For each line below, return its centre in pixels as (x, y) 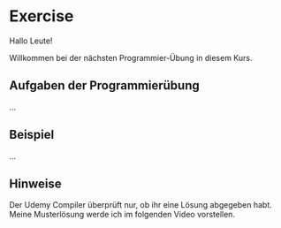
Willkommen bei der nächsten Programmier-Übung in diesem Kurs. (131, 57)
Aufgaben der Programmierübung (105, 86)
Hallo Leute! (31, 41)
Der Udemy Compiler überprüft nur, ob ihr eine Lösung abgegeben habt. (140, 205)
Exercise (42, 16)
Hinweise (35, 183)
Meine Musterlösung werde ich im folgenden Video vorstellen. (122, 215)
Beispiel (32, 135)
